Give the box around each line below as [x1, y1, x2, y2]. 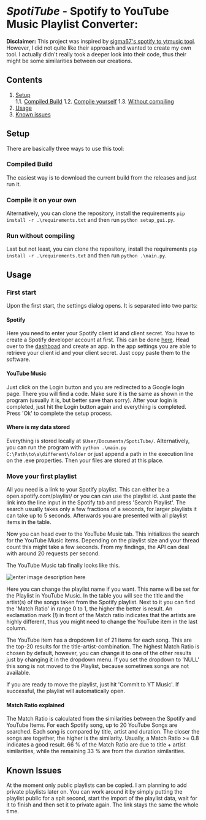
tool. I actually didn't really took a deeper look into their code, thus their [6, 50, 187, 58]
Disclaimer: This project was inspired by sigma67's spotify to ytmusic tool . [6, 37, 196, 45]
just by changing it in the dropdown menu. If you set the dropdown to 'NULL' [6, 656, 199, 663]
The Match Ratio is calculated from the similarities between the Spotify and [6, 715, 196, 723]
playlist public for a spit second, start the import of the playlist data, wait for [6, 795, 197, 802]
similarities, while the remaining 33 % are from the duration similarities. [6, 748, 186, 755]
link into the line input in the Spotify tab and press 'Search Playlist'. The [6, 499, 186, 506]
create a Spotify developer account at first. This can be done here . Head [6, 336, 189, 344]
